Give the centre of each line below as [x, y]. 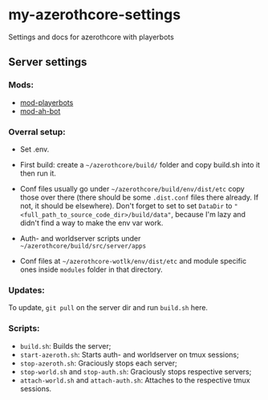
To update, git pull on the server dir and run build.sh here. [108, 308]
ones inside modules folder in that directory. [91, 269]
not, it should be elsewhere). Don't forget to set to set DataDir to [126, 205]
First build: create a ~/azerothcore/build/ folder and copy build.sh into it [140, 164]
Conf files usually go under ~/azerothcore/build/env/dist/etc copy [132, 188]
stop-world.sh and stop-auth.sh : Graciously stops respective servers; [136, 371]
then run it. [38, 173]
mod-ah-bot [40, 111]
